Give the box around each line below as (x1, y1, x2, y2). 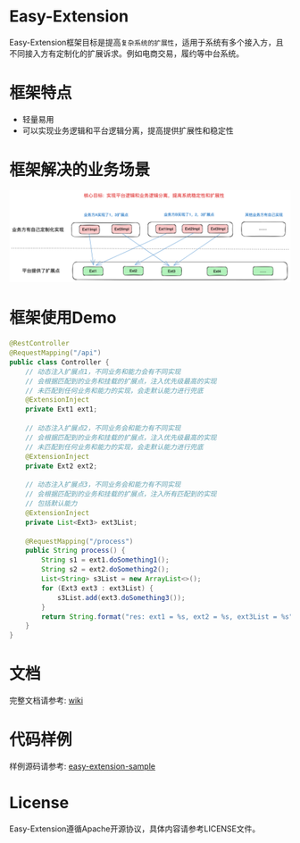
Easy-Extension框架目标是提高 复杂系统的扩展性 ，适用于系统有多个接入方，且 (9, 37, 284, 47)
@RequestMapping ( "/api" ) (9, 348, 102, 358)
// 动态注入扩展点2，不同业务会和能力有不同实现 (25, 424, 181, 433)
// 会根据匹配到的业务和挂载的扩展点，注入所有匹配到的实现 (25, 489, 217, 499)
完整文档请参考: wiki (9, 695, 83, 706)
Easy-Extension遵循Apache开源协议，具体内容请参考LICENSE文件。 (9, 823, 261, 834)
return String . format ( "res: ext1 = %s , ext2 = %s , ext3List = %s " (41, 612, 294, 622)
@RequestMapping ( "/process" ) (25, 537, 134, 546)
